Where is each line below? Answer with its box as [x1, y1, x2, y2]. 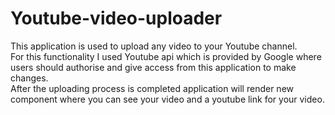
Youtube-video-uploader [10, 7, 223, 30]
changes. [10, 72, 49, 84]
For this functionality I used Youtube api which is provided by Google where [10, 50, 322, 62]
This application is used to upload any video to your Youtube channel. [10, 40, 298, 52]
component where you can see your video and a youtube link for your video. [10, 93, 325, 105]
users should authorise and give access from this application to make [10, 61, 297, 73]
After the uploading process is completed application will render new [10, 82, 294, 94]
